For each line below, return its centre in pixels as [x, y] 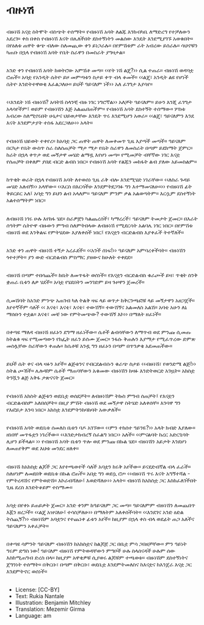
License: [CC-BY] [37, 590]
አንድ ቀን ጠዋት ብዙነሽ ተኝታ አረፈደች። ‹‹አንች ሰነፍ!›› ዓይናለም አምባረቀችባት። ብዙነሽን [96, 250]
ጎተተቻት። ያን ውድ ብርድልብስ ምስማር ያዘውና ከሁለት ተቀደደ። [70, 257]
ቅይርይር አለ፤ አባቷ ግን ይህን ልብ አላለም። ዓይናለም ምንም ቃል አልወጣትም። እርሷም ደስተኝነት [101, 193]
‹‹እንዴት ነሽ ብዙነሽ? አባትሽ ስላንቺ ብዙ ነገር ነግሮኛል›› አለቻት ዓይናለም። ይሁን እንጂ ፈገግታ [99, 102]
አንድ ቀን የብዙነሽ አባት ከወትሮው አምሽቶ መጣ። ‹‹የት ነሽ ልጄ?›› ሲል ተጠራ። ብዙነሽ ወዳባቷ [100, 70]
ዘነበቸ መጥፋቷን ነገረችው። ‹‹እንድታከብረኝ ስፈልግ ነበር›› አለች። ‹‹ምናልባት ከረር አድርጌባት [98, 435]
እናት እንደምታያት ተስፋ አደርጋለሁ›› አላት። [50, 123]
